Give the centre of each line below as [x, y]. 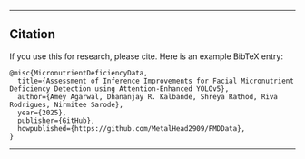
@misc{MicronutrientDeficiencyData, [79, 73]
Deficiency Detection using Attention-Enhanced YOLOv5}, [119, 89]
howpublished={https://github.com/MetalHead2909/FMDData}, [132, 128]
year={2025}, [42, 113]
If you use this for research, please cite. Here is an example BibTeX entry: [147, 56]
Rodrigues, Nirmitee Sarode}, [67, 104]
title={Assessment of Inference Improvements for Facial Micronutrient [156, 81]
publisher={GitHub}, [56, 120]
